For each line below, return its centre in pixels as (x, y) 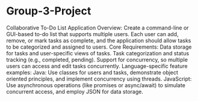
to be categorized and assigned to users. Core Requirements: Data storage (99, 47)
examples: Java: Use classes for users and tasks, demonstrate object (92, 72)
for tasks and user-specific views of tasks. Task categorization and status (98, 53)
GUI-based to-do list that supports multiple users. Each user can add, (92, 34)
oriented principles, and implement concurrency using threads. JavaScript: (99, 79)
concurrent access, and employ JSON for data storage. (75, 91)
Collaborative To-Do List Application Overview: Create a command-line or (97, 28)
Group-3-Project (49, 11)
